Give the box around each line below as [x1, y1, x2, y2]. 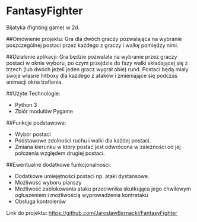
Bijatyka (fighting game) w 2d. [6, 24, 80, 31]
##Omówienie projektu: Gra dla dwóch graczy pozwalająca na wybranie [6, 35, 182, 42]
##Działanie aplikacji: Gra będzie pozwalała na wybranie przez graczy [6, 53, 177, 60]
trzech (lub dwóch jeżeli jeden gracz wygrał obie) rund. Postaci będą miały [6, 65, 189, 72]
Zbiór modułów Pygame [14, 107, 74, 115]
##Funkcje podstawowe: [6, 119, 66, 126]
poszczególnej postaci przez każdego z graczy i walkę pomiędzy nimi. [6, 42, 179, 49]
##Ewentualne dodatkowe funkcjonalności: [6, 161, 112, 168]
